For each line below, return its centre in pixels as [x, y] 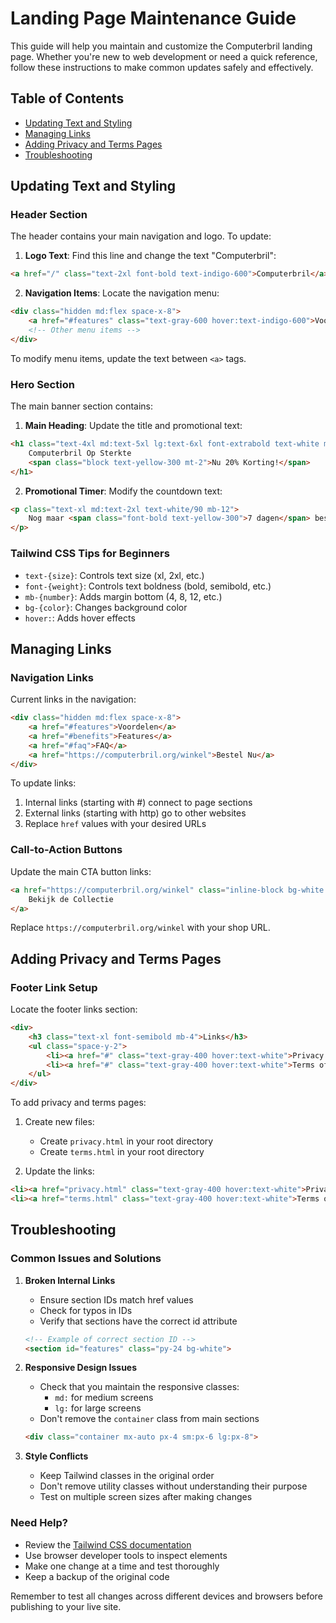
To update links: [43, 783]
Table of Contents [67, 98]
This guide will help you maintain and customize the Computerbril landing [161, 46]
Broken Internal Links [70, 1280]
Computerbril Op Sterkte [80, 453]
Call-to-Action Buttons [66, 850]
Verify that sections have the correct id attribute [138, 1321]
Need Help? [39, 1523]
